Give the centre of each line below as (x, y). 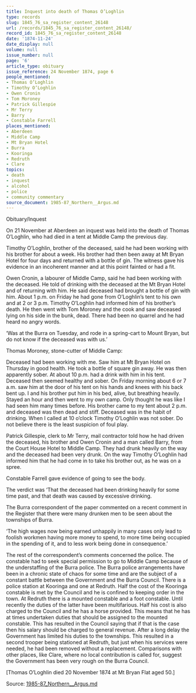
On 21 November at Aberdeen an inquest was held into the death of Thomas (97, 231)
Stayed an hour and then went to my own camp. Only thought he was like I (96, 400)
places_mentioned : (28, 126)
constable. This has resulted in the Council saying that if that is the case (93, 624)
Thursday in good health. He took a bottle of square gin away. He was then (96, 369)
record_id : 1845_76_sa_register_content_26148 (64, 33)
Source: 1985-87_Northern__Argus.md (52, 684)
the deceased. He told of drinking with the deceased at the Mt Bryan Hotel (96, 285)
